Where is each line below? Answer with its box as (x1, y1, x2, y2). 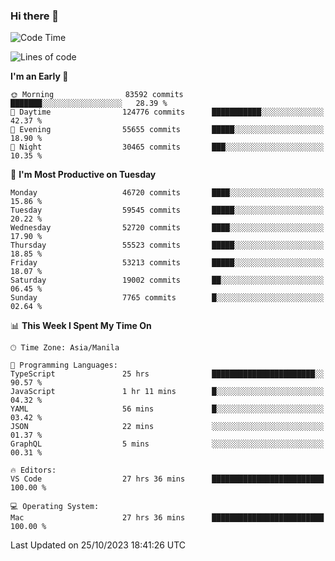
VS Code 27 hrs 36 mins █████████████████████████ (10, 474, 325, 484)
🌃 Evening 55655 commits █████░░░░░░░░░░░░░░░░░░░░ (10, 125, 325, 135)
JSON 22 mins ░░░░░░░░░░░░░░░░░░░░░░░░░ (10, 422, 325, 432)
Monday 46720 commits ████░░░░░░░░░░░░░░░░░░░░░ (10, 188, 325, 198)
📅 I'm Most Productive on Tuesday (10, 169, 157, 181)
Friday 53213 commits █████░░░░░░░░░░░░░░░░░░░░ (10, 258, 325, 268)
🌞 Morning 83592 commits (10, 90, 184, 100)
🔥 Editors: (10, 465, 57, 476)
